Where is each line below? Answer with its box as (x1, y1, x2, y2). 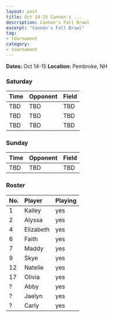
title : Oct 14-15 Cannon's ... (6, 14, 82, 20)
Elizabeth (24, 225, 50, 233)
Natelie (24, 263, 44, 271)
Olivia (24, 273, 40, 281)
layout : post (6, 8, 38, 15)
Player (24, 197, 43, 205)
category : (6, 42, 30, 47)
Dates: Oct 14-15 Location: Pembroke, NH (6, 63, 108, 70)
